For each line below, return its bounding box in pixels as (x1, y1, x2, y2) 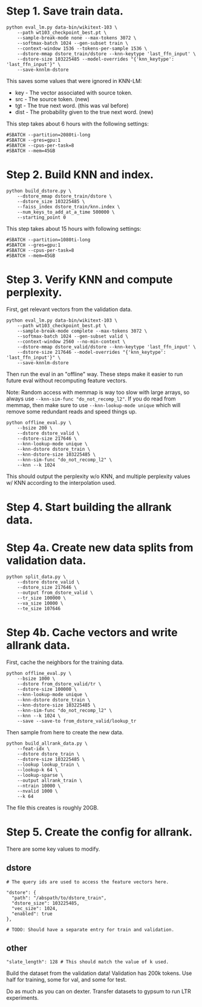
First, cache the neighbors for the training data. (6, 659, 124, 666)
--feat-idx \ (17, 745, 50, 752)
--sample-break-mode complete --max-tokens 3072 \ (17, 328, 148, 334)
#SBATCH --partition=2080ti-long (6, 131, 91, 138)
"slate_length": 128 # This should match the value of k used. (6, 959, 169, 965)
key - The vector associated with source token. (15, 89, 133, 96)
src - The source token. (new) (15, 95, 90, 102)
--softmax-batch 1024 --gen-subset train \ (17, 40, 129, 46)
